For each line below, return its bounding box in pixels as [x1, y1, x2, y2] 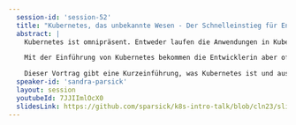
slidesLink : [16, 102, 61, 111]
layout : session [16, 85, 76, 94]
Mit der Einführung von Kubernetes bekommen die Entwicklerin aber [24, 54, 277, 62]
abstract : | [16, 29, 61, 38]
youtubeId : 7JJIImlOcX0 [16, 93, 103, 102]
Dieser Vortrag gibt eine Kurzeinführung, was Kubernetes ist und [24, 70, 274, 78]
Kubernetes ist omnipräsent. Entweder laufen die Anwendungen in [24, 37, 270, 47]
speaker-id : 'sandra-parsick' [16, 77, 127, 86]
